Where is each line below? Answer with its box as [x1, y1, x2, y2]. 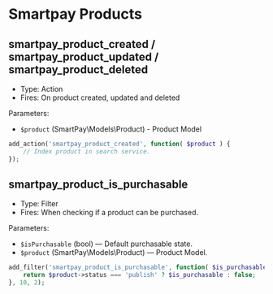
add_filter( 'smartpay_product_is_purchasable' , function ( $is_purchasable [8, 263, 267, 272]
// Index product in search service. [23, 147, 151, 155]
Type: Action [19, 84, 63, 93]
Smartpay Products [8, 5, 142, 24]
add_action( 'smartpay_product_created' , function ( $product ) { [8, 140, 231, 148]
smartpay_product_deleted [8, 63, 149, 76]
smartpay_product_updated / [8, 50, 159, 63]
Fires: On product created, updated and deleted [19, 93, 180, 102]
